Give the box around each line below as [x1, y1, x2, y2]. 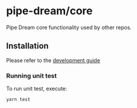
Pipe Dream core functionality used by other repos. [6, 24, 132, 31]
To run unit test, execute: [6, 85, 67, 93]
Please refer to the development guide [6, 56, 100, 63]
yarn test [6, 97, 31, 103]
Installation [6, 41, 49, 51]
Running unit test [6, 71, 57, 80]
